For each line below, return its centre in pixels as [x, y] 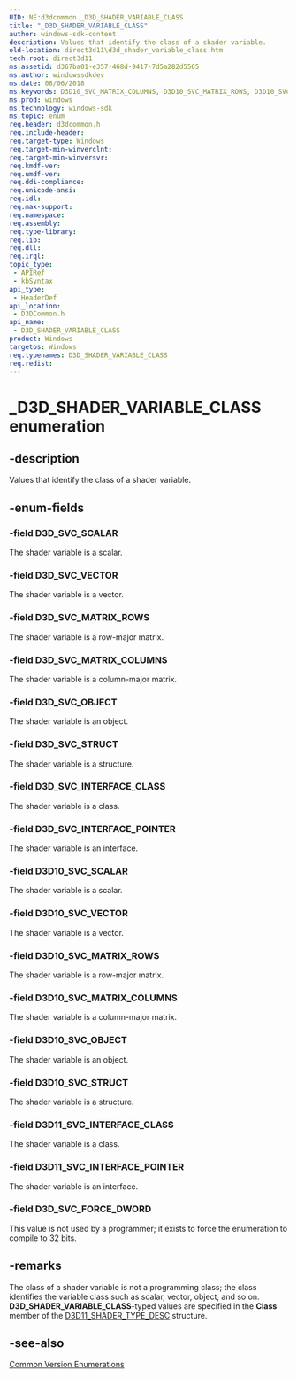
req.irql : [27, 257]
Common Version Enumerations [67, 1365]
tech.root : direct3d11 [51, 58]
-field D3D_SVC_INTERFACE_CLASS [88, 787]
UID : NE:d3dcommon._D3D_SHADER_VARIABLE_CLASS [96, 17]
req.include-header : [47, 133]
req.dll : [25, 248]
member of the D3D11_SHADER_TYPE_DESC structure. [108, 1315]
